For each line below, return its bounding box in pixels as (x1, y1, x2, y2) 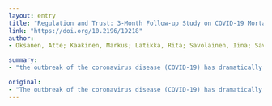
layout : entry (8, 11, 57, 20)
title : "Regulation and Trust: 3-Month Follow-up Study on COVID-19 (8, 19, 244, 27)
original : (8, 78, 42, 86)
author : (8, 34, 35, 43)
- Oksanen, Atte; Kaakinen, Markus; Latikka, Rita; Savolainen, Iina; (8, 42, 252, 50)
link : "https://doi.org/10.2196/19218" (8, 26, 143, 35)
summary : (8, 56, 38, 64)
